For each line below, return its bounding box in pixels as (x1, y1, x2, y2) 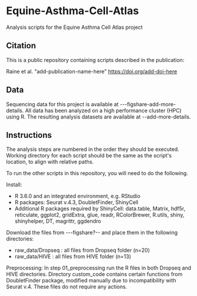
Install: (6, 181, 22, 188)
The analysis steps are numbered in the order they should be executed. (6, 146, 180, 153)
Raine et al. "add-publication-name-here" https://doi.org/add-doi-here (6, 68, 178, 75)
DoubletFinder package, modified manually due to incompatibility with (6, 277, 176, 284)
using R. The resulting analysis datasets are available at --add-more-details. (6, 113, 191, 120)
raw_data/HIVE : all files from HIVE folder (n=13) (14, 253, 132, 260)
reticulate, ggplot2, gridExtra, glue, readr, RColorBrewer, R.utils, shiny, (14, 211, 185, 219)
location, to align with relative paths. (6, 158, 94, 166)
